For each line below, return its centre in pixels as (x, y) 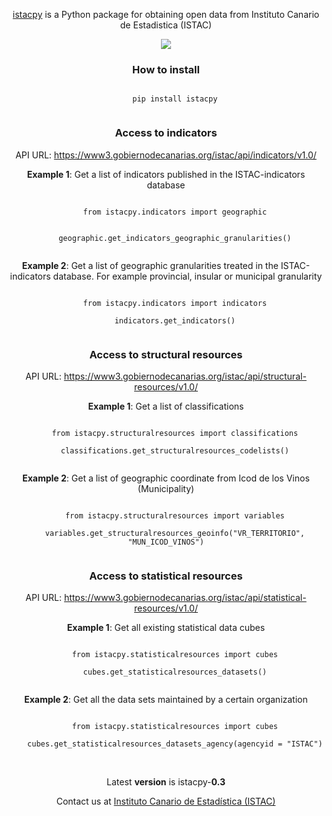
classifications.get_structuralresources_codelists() (175, 450)
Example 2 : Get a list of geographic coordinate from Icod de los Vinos (166, 478)
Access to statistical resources (166, 576)
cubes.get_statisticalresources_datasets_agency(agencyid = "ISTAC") (175, 744)
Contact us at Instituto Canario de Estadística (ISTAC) (166, 801)
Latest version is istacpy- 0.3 (166, 782)
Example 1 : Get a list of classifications (166, 406)
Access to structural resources (166, 354)
